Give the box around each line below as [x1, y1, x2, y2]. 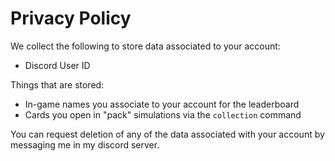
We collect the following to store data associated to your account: [10, 40, 281, 52]
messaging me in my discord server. [10, 138, 160, 151]
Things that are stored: [10, 78, 105, 91]
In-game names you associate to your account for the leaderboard [24, 98, 300, 110]
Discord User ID [24, 59, 91, 71]
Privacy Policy [10, 7, 132, 30]
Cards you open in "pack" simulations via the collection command [24, 108, 302, 121]
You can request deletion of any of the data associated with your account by [10, 128, 325, 140]
